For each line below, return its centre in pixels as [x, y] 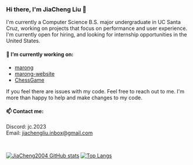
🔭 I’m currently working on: [40, 54]
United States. [23, 41]
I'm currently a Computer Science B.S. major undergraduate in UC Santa [93, 22]
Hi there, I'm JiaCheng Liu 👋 [46, 9]
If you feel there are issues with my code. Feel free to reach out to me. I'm [95, 91]
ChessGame [29, 80]
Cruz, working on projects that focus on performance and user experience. [97, 28]
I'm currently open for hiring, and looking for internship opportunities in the [97, 35]
